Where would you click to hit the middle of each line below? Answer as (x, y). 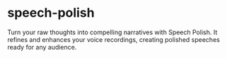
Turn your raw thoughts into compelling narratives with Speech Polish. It (112, 32)
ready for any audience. (42, 47)
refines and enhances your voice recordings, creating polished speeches (114, 39)
